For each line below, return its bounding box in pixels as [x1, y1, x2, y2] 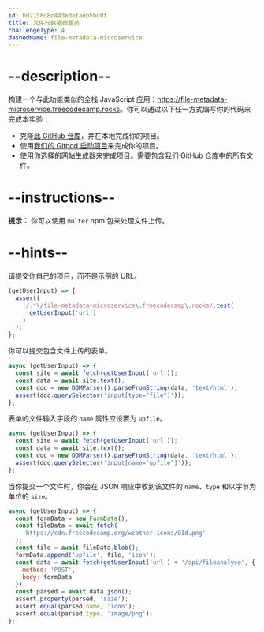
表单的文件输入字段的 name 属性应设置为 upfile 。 [8, 413, 167, 423]
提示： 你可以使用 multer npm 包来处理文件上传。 [8, 216, 169, 226]
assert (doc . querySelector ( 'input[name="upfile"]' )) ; [15, 458, 192, 466]
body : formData [22, 573, 73, 581]
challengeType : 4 [8, 26, 65, 34]
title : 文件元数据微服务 [8, 19, 80, 27]
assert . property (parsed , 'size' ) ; [15, 595, 128, 604]
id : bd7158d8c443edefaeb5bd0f [8, 11, 108, 20]
